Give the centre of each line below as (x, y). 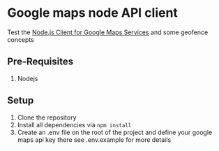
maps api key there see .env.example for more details (94, 139)
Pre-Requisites (40, 62)
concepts (21, 39)
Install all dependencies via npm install (74, 124)
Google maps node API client (92, 13)
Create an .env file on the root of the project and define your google (115, 132)
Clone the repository (47, 117)
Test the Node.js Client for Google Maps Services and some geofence (108, 32)
